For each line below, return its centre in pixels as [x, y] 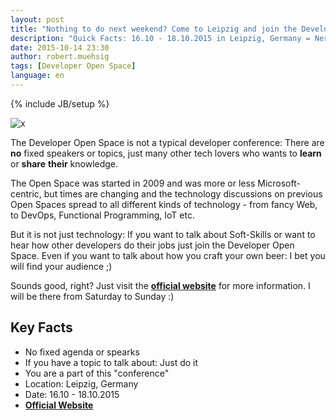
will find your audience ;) [61, 266]
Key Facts [41, 327]
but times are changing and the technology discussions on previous [183, 193]
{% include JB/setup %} [60, 103]
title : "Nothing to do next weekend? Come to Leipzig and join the [154, 29]
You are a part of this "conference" [97, 373]
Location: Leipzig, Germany [81, 383]
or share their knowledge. [64, 163]
